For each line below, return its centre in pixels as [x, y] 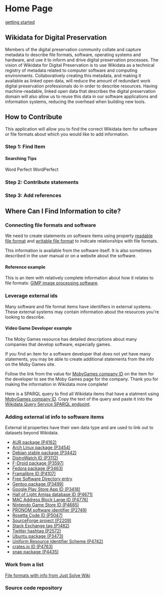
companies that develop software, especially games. [58, 344]
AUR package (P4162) [35, 442]
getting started [20, 22]
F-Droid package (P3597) [38, 463]
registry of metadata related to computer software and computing [71, 70]
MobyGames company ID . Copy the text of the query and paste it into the [79, 399]
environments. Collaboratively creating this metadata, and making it [73, 75]
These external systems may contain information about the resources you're [82, 312]
